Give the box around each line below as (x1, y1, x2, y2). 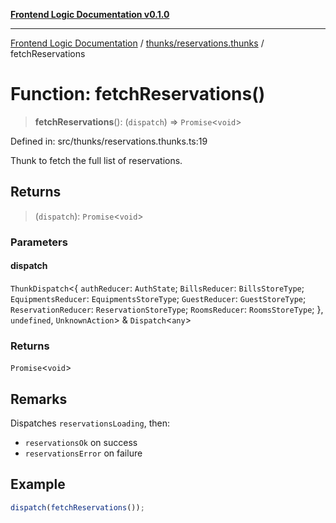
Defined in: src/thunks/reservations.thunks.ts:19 (10, 135, 208, 147)
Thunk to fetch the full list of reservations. (10, 154, 183, 166)
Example (10, 476, 66, 493)
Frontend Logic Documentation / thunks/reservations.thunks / (10, 37, 265, 49)
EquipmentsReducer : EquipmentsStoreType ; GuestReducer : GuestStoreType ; (10, 292, 307, 304)
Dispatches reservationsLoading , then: (10, 417, 170, 429)
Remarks (10, 390, 68, 408)
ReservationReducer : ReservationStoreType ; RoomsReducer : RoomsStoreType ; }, (10, 303, 324, 315)
